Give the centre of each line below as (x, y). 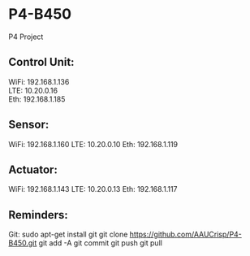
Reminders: (39, 215)
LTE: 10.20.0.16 (33, 90)
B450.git (23, 243)
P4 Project (26, 37)
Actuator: (33, 169)
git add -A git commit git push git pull (100, 243)
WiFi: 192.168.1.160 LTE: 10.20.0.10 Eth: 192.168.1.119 (93, 144)
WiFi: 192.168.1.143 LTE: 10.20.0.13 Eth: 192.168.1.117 (93, 189)
